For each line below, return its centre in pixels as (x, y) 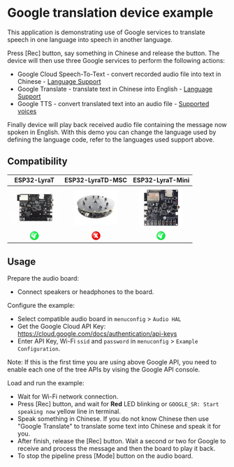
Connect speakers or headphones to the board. (86, 292)
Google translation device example (110, 13)
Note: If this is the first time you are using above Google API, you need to (112, 362)
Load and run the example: (46, 383)
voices (27, 111)
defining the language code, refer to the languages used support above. (111, 139)
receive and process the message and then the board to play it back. (116, 449)
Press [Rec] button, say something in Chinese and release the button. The (114, 53)
